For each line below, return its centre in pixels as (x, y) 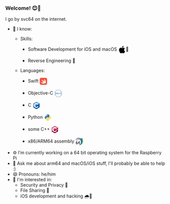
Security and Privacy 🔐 (44, 185)
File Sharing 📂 (35, 190)
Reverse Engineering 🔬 (52, 61)
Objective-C (40, 93)
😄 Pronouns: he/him (34, 174)
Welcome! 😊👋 (23, 8)
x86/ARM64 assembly (51, 141)
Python (35, 117)
